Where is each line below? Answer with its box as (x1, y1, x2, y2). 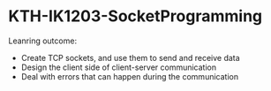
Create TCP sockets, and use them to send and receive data (20, 52, 240, 63)
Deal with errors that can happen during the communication (20, 71, 239, 81)
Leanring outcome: (8, 35, 77, 46)
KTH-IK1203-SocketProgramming (8, 6, 263, 27)
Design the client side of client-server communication (20, 62, 217, 72)
